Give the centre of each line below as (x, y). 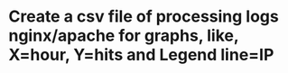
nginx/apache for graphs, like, (124, 36)
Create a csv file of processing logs (144, 17)
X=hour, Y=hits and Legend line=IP (141, 55)
